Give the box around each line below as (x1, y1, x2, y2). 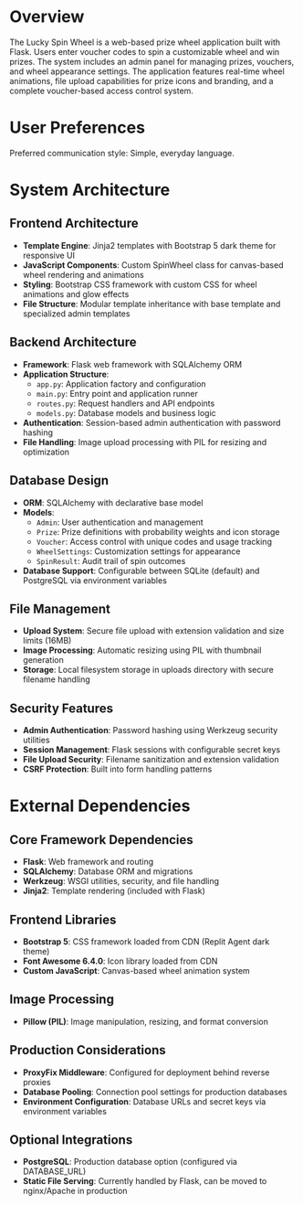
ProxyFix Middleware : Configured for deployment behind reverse (22, 1067, 270, 1078)
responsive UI (22, 250, 76, 261)
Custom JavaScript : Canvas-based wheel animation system (22, 965, 251, 976)
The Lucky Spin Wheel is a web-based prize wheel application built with (9, 37, 281, 48)
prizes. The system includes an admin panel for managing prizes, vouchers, (9, 56, 295, 67)
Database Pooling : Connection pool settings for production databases (22, 1086, 287, 1097)
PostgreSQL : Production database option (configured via (22, 1157, 237, 1168)
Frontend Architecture (9, 216, 139, 231)
